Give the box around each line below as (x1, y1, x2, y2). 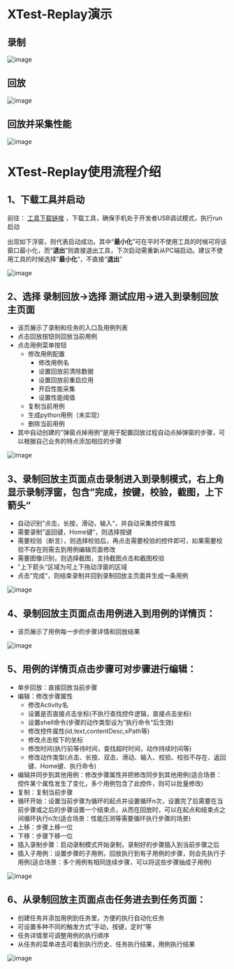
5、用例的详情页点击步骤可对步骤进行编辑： (7, 663, 197, 675)
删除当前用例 (27, 420, 65, 428)
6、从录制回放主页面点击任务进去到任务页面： (7, 894, 206, 905)
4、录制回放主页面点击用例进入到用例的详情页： (7, 607, 216, 619)
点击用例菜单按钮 (17, 341, 67, 349)
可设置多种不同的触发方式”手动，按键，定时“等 (17, 922, 152, 931)
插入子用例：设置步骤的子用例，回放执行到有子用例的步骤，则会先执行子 (17, 849, 226, 857)
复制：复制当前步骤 (17, 787, 73, 796)
